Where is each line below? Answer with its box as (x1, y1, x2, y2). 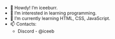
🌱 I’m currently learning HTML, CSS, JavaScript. (10, 15, 110, 21)
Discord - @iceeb (17, 28, 55, 34)
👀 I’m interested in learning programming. (10, 10, 97, 16)
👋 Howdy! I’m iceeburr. (10, 5, 58, 10)
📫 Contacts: (10, 21, 37, 27)
